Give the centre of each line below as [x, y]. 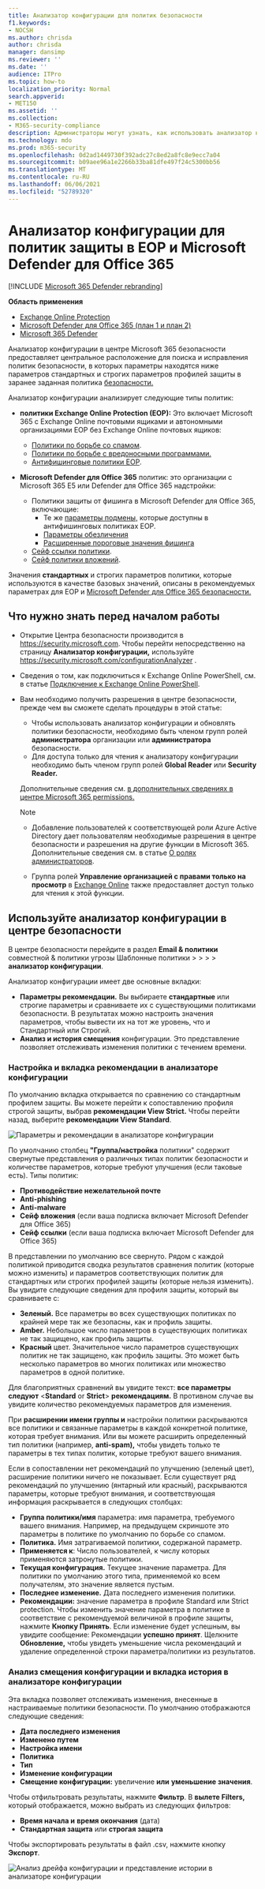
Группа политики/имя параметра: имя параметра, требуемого [127, 1517]
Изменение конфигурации [66, 1773]
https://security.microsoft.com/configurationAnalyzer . [108, 661]
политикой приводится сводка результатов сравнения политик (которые [131, 1265]
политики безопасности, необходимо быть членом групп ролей [139, 732]
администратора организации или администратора [121, 740]
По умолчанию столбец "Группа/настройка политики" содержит [119, 1150]
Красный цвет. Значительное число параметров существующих [129, 1347]
